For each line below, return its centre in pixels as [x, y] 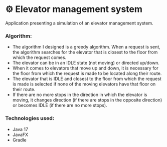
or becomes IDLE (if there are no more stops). [60, 105]
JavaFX [20, 134]
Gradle [19, 140]
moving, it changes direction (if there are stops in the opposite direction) [87, 100]
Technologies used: [30, 118]
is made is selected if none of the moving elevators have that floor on [84, 84]
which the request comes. [39, 57]
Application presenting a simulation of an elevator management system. [79, 23]
